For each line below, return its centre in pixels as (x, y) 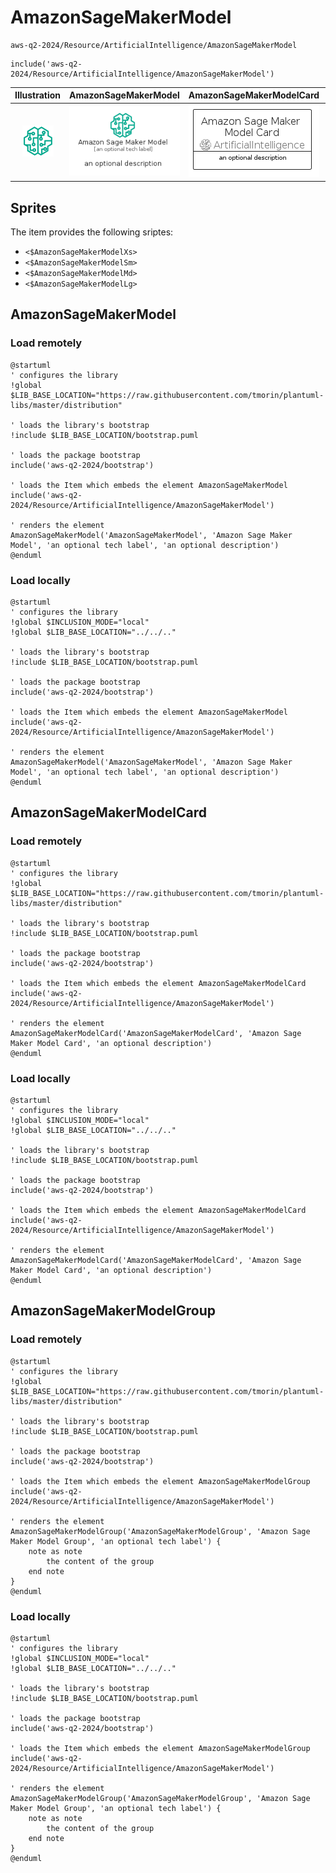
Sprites (33, 207)
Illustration (38, 95)
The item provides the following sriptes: (92, 232)
